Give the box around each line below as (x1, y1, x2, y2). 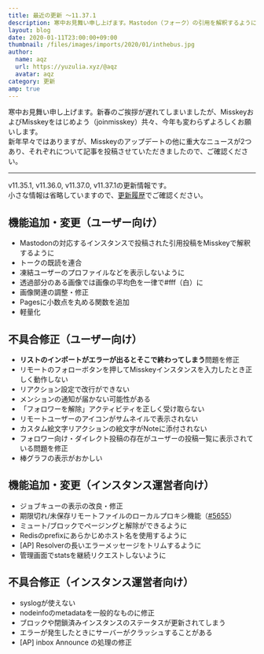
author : (8, 48, 34, 56)
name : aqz (15, 56, 47, 64)
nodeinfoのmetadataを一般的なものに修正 (19, 608, 155, 617)
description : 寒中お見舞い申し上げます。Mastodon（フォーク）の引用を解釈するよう (8, 19, 251, 27)
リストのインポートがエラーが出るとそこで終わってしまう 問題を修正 (19, 355, 240, 364)
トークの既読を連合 (19, 258, 82, 268)
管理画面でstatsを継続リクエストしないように (19, 550, 167, 559)
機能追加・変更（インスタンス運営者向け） (8, 478, 214, 492)
